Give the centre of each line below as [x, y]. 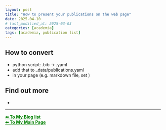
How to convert [29, 53]
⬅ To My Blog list [23, 117]
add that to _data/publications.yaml [48, 70]
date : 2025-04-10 [23, 19]
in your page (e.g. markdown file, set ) [51, 75]
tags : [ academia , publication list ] [43, 33]
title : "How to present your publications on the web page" [68, 14]
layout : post [19, 10]
